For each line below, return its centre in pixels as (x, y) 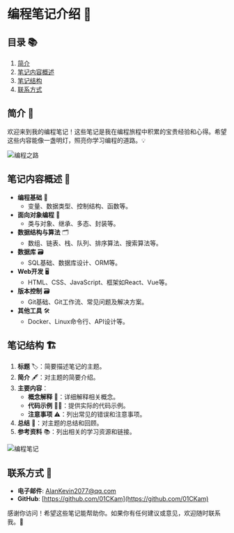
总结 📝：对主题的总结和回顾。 (60, 423)
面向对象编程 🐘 (39, 215)
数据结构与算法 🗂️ (43, 232)
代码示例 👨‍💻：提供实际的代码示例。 (78, 405)
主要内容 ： (33, 388)
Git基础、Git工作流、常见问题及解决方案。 (88, 302)
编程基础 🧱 (32, 197)
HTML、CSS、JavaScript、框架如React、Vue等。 (99, 282)
